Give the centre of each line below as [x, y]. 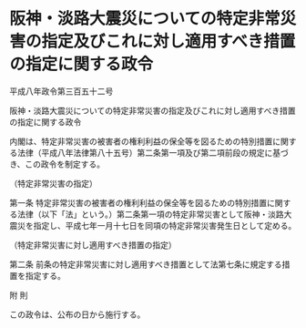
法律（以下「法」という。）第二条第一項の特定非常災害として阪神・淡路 [150, 214]
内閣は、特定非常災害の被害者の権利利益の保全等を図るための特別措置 [141, 141]
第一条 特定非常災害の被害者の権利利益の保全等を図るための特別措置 [138, 202]
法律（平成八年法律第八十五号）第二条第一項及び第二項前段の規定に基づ [153, 152]
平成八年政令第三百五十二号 [61, 91]
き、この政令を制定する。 [57, 164]
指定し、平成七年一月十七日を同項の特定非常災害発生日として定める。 [165, 225]
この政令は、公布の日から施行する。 [77, 314]
